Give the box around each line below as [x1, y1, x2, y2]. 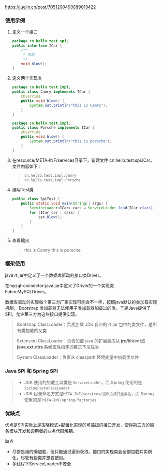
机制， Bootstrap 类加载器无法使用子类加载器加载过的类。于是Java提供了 [5, 305, 151, 311]
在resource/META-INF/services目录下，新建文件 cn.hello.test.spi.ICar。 [12, 157, 155, 163]
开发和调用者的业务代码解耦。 [17, 428, 77, 434]
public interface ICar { [12, 43, 62, 48]
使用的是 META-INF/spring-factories [24, 397, 97, 403]
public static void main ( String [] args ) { [21, 201, 108, 206]
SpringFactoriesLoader [24, 386, 70, 391]
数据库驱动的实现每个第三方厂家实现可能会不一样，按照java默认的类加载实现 [5, 299, 157, 305]
